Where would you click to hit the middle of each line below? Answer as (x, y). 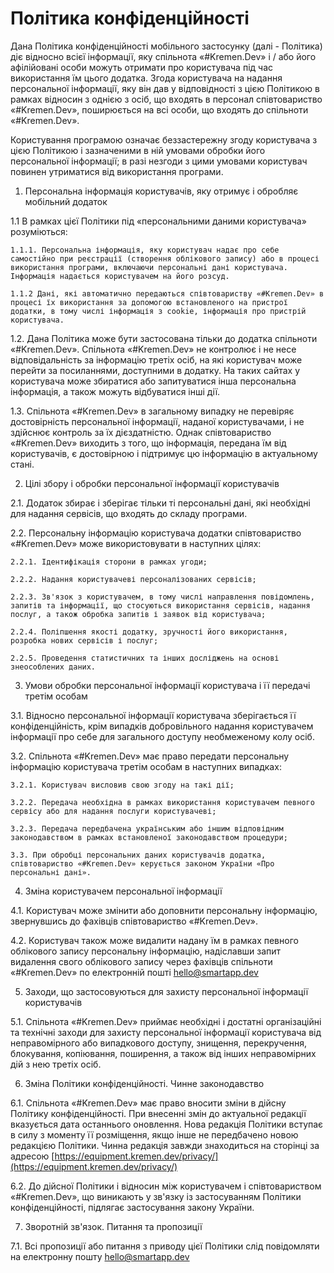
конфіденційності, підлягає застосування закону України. (132, 1207)
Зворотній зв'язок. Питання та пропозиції (113, 1226)
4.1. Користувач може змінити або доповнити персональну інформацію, (164, 910)
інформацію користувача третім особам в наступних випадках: (146, 766)
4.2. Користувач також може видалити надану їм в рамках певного (154, 940)
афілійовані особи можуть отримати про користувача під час (141, 67)
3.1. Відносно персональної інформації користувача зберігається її (153, 715)
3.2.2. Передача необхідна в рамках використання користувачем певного (162, 802)
